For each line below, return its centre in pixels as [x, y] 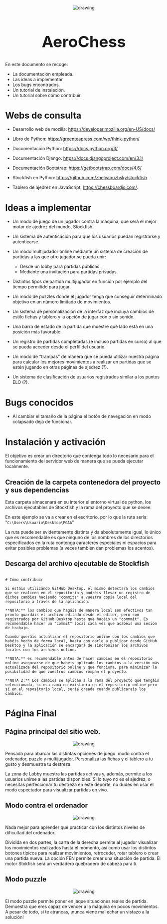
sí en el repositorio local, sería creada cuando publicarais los [76, 689]
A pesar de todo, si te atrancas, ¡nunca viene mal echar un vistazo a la [77, 911]
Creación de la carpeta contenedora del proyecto [83, 482]
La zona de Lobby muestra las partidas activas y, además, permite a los [79, 774]
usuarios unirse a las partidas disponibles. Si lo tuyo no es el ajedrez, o [78, 779]
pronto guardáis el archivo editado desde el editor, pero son [72, 615]
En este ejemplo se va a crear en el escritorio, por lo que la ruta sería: [77, 517]
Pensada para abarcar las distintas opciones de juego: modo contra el [77, 753]
